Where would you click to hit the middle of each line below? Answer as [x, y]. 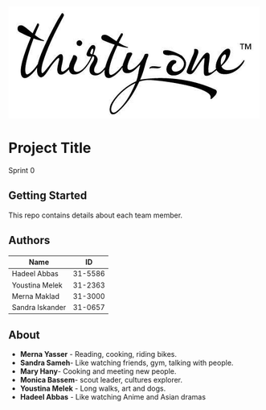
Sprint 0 [21, 170]
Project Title [50, 148]
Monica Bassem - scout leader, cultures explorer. [101, 380]
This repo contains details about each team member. [96, 215]
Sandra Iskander [39, 308]
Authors [29, 240]
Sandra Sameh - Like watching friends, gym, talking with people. [127, 363]
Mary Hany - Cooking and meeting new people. [98, 371]
